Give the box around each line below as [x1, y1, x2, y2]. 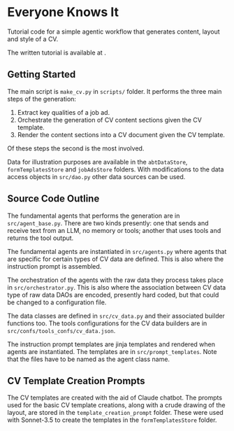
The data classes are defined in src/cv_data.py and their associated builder [7, 311, 226, 320]
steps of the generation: [7, 94, 77, 103]
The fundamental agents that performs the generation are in [7, 211, 180, 220]
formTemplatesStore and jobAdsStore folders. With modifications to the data [7, 165, 224, 174]
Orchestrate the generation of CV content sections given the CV [17, 115, 203, 124]
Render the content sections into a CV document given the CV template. [17, 130, 226, 139]
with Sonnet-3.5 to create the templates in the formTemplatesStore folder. [7, 416, 217, 424]
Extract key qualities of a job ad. [17, 108, 110, 116]
